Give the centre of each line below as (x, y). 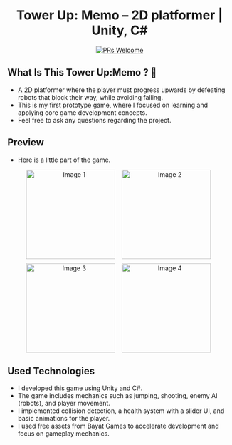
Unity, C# (120, 30)
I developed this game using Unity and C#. (80, 388)
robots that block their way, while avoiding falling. (90, 97)
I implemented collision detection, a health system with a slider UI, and (121, 411)
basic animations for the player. (64, 419)
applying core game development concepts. (82, 112)
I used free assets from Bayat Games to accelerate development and (118, 426)
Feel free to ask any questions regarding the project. (94, 120)
